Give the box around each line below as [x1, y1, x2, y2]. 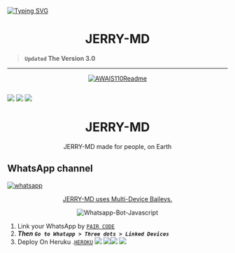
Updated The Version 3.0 [24, 54, 96, 62]
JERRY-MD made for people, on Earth [63, 142, 172, 150]
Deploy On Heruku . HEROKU [17, 238, 93, 246]
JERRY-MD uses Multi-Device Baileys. [62, 194, 173, 203]
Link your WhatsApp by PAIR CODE [17, 222, 115, 230]
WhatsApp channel [7, 163, 93, 175]
